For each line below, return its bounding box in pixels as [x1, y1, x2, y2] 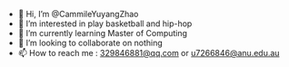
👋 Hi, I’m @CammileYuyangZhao [17, 9, 139, 19]
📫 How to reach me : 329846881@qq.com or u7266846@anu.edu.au [17, 48, 280, 58]
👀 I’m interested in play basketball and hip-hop [17, 18, 193, 29]
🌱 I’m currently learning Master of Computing [17, 28, 188, 38]
